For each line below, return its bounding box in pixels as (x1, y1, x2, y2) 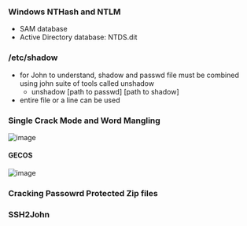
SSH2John (8, 209, 50, 220)
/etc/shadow (8, 52, 58, 63)
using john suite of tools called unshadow (19, 78, 155, 88)
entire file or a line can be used (19, 95, 120, 105)
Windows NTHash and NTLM (8, 6, 121, 17)
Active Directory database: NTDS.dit (19, 32, 138, 42)
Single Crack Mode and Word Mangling (8, 115, 161, 126)
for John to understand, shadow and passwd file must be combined (19, 70, 240, 80)
